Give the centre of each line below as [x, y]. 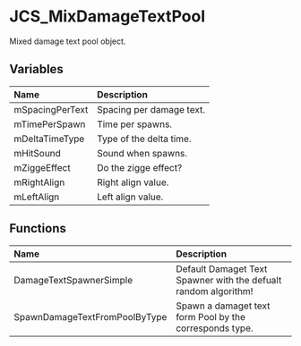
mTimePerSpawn [50, 124]
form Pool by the [211, 316]
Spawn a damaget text [223, 306]
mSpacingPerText [51, 109]
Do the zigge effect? [140, 167]
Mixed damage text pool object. [68, 41]
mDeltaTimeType [49, 139]
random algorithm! [215, 291]
